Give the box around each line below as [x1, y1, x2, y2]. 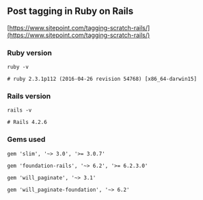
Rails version [7, 92, 51, 101]
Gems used [7, 135, 46, 145]
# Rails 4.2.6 [7, 119, 48, 126]
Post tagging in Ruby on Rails [7, 5, 134, 17]
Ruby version [7, 48, 53, 58]
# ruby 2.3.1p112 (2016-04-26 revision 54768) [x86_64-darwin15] [7, 75, 197, 83]
